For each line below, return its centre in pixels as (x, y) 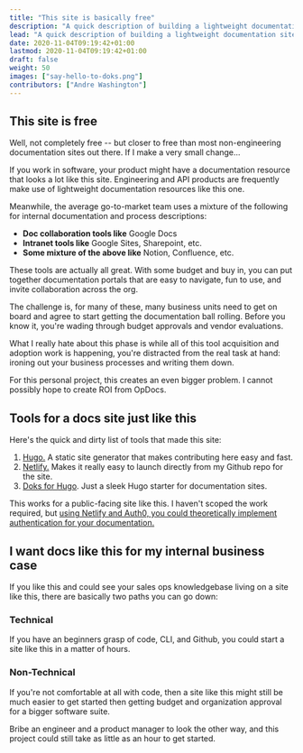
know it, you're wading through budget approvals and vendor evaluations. (147, 326)
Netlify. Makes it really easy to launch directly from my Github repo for (153, 467)
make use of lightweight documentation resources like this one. (127, 189)
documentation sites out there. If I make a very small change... (125, 152)
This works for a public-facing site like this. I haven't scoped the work (139, 504)
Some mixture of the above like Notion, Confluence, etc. (128, 253)
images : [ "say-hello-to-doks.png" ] (76, 77)
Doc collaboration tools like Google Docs (100, 234)
